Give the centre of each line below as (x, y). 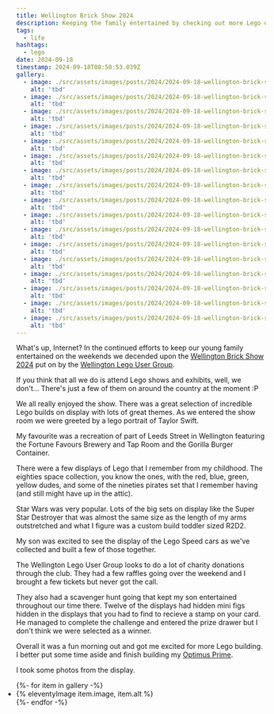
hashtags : (32, 45)
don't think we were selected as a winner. (84, 631)
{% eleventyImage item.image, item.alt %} (85, 694)
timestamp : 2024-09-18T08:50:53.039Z (78, 67)
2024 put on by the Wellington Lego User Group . (95, 365)
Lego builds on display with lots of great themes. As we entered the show (136, 413)
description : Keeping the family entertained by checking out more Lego (139, 23)
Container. (33, 453)
